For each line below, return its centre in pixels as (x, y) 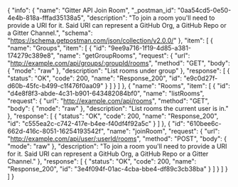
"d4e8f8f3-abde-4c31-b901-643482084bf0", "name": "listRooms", (106, 93)
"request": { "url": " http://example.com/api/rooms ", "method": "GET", (108, 101)
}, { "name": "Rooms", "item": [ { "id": (176, 86)
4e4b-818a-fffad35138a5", (46, 18)
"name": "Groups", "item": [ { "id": (57, 48)
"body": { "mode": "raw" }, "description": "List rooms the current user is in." (118, 108)
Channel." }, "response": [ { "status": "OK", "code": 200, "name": (102, 161)
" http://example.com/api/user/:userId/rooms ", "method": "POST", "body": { (117, 139)
